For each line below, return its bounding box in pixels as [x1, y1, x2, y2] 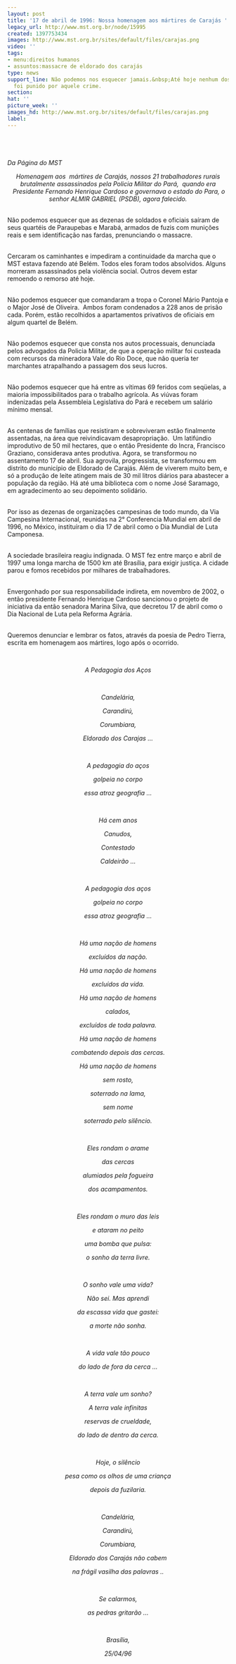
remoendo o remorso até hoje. [7, 274, 96, 283]
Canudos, [104, 829, 132, 838]
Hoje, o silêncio [96, 1457, 140, 1467]
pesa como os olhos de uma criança [65, 1472, 171, 1480]
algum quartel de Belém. [7, 318, 79, 326]
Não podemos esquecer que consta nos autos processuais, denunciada [7, 339, 216, 348]
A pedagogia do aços [86, 761, 150, 769]
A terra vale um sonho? [84, 1390, 152, 1398]
